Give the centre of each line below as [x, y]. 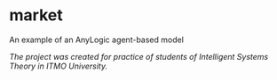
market [36, 15]
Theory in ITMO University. [59, 66]
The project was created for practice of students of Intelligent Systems [139, 56]
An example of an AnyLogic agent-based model [97, 40]
